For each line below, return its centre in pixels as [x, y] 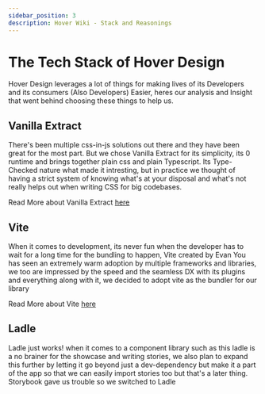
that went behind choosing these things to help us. [91, 101]
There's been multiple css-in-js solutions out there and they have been [124, 145]
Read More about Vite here [52, 304]
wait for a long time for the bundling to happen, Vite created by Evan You [127, 255]
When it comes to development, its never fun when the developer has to [126, 247]
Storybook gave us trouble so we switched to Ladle [92, 381]
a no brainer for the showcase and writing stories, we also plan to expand [128, 356]
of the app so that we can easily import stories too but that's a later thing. [128, 373]
